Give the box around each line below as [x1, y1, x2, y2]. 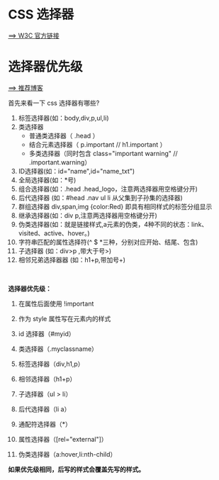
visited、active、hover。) [18, 228, 91, 238]
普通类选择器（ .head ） [28, 131, 99, 140]
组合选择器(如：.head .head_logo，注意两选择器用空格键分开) [18, 184, 198, 193]
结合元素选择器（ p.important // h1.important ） [28, 140, 167, 149]
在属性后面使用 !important [18, 299, 94, 308]
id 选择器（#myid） [18, 329, 75, 337]
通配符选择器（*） [18, 420, 72, 428]
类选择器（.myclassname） [18, 345, 99, 353]
